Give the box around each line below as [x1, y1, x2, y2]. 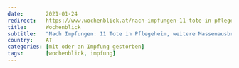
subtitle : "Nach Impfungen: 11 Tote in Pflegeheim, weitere [7, 30, 196, 38]
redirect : [7, 17, 37, 24]
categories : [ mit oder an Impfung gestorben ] [7, 43, 144, 50]
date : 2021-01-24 [7, 10, 78, 18]
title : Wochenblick [7, 23, 81, 30]
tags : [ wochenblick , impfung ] [7, 50, 116, 57]
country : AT [7, 37, 53, 44]
